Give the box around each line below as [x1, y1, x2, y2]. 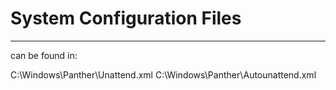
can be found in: [10, 49, 78, 61]
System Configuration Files [10, 7, 242, 30]
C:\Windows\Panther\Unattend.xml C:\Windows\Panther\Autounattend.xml [10, 68, 317, 81]
